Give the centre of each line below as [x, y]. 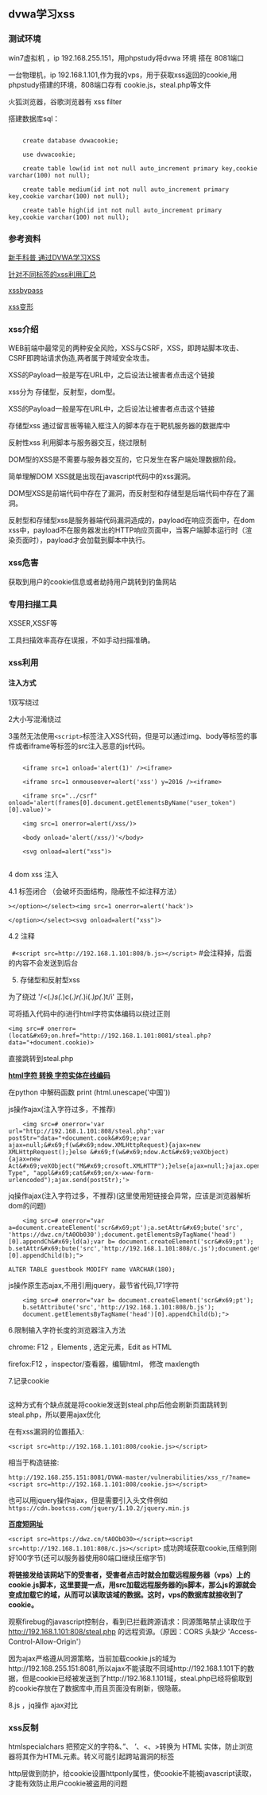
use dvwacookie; [50, 154]
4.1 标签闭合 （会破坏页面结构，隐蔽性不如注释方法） [95, 891]
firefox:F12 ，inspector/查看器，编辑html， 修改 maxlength [104, 1364]
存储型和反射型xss [50, 980]
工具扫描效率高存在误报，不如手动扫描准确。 [81, 640]
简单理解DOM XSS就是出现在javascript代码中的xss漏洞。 [102, 477]
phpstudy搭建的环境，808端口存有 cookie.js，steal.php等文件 [110, 84]
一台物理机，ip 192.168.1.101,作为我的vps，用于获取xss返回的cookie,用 [123, 75]
